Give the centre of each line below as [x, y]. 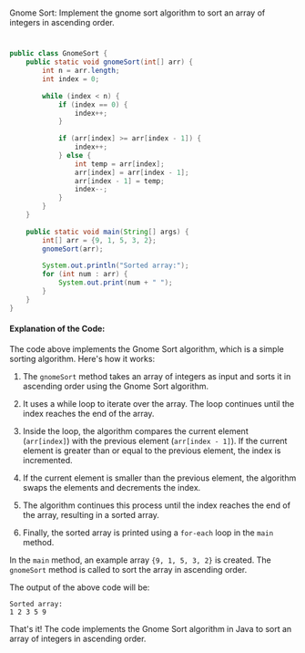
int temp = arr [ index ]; [120, 164]
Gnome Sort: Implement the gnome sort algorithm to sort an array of [137, 13]
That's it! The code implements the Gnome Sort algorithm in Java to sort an [151, 628]
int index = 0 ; [71, 79]
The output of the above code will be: [80, 587]
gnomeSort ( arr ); [73, 249]
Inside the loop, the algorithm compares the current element [135, 430]
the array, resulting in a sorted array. [91, 514]
